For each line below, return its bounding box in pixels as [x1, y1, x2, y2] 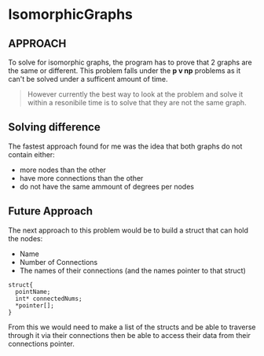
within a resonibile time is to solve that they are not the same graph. [27, 98, 247, 107]
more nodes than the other [19, 165, 106, 174]
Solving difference [8, 120, 101, 134]
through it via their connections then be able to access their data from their [8, 330, 251, 339]
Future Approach [8, 204, 93, 218]
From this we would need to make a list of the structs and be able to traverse [8, 322, 256, 332]
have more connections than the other [19, 173, 144, 182]
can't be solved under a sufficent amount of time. [8, 75, 168, 83]
